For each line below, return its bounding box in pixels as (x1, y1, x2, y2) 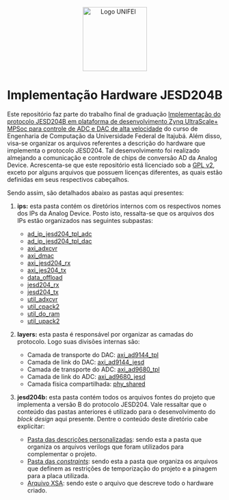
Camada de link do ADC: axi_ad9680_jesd (27, 372, 146, 380)
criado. (27, 486, 48, 495)
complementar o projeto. (27, 449, 97, 458)
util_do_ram (27, 309, 60, 317)
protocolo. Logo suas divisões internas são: (16, 337, 140, 345)
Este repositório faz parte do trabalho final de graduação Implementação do (7, 109, 221, 118)
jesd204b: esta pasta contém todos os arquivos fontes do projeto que (16, 393, 215, 401)
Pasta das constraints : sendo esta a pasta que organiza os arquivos (27, 457, 218, 465)
